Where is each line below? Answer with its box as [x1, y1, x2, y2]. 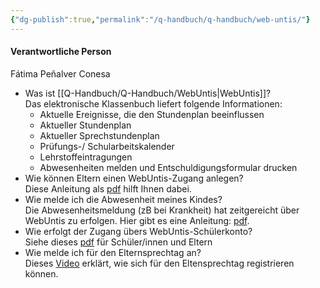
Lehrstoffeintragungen [39, 151, 133, 163]
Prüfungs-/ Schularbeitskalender [39, 140, 175, 152]
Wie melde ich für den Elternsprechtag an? [24, 246, 202, 258]
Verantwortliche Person [10, 46, 112, 58]
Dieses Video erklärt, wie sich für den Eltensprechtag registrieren [24, 257, 295, 269]
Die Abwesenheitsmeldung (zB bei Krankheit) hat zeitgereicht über [24, 204, 300, 216]
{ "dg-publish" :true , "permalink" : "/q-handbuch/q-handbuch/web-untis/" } [10, 14, 311, 25]
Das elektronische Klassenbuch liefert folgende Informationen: [24, 97, 283, 110]
